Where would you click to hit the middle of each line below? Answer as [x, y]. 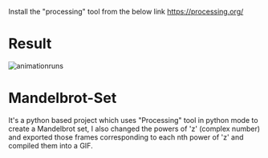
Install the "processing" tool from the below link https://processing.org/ [126, 12]
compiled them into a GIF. [51, 145]
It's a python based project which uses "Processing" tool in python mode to [133, 120]
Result [30, 44]
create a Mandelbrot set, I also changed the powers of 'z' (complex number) [134, 128]
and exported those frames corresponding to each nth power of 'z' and [126, 137]
